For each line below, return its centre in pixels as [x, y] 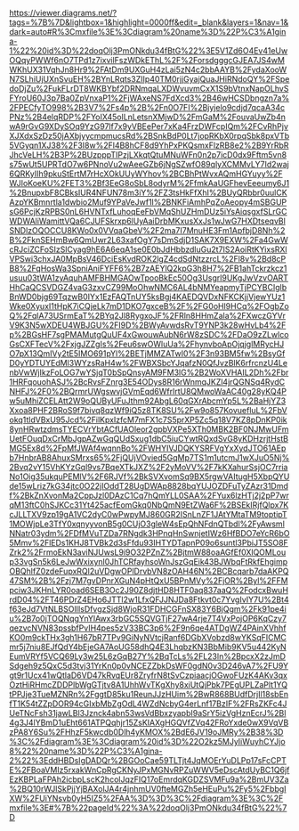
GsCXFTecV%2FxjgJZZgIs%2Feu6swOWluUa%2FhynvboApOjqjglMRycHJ [147, 344]
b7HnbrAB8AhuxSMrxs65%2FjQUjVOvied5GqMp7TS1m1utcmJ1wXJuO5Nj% [149, 457]
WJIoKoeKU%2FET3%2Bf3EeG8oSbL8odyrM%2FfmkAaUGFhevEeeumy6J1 [149, 183]
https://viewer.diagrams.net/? [63, 13]
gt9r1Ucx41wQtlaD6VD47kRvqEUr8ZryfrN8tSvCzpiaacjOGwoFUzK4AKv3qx [148, 675]
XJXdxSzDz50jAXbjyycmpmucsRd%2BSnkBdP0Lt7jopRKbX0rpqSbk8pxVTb [149, 136]
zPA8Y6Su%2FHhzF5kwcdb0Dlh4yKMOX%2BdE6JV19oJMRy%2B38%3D [146, 732]
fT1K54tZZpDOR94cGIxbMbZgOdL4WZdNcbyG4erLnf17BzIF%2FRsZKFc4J [148, 704]
